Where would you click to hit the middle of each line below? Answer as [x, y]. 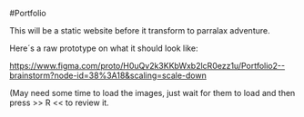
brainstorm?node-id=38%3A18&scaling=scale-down [108, 75]
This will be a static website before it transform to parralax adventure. [140, 30]
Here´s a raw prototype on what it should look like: [104, 48]
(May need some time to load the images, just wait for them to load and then [152, 93]
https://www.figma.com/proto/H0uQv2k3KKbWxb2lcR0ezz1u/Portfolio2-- [147, 66]
